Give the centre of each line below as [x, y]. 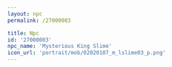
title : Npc [23, 33]
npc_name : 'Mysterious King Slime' [60, 47]
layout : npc [25, 14]
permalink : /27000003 [39, 20]
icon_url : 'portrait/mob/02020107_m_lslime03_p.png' [87, 53]
